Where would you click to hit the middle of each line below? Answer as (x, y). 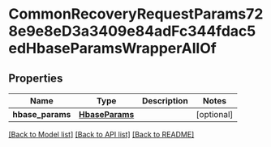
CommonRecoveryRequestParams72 (136, 14)
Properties (36, 78)
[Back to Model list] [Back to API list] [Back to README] (101, 134)
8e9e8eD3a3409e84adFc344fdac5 (132, 31)
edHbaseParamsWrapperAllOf (112, 48)
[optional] (215, 114)
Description (165, 101)
